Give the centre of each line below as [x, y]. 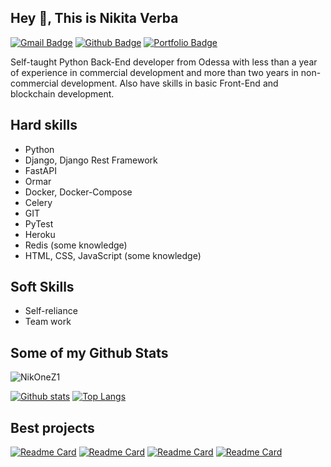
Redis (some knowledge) [76, 245]
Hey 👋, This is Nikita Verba [94, 18]
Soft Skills [42, 287]
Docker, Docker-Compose [78, 192]
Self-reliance [51, 311]
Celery [38, 202]
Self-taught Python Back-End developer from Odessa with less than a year [164, 62]
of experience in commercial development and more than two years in [154, 72]
